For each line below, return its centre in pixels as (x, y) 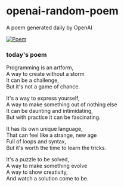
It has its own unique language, (44, 129)
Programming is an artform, (40, 68)
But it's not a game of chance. (43, 87)
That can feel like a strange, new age (52, 135)
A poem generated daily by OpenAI (49, 27)
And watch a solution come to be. (47, 179)
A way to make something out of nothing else (62, 105)
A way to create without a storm (45, 74)
